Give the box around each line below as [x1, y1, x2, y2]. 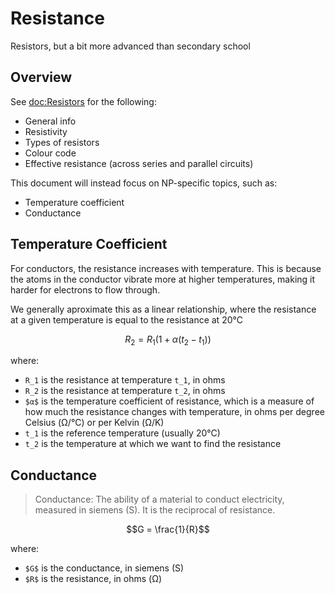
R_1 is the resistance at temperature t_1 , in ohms [24, 374, 226, 386]
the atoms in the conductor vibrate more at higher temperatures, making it [10, 273, 316, 285]
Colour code [24, 147, 77, 159]
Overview [10, 69, 73, 86]
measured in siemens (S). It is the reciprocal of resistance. [34, 504, 276, 516]
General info [24, 115, 77, 127]
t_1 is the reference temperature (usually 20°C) [24, 427, 221, 439]
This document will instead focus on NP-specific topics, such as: [10, 177, 278, 189]
